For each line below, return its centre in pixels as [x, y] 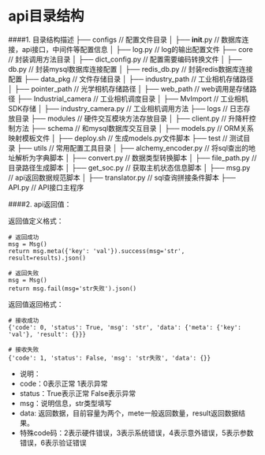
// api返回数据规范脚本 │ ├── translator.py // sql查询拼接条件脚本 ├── [122, 177]
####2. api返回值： [40, 204]
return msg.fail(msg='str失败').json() [73, 289]
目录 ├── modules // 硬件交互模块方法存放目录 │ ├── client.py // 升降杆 [132, 118]
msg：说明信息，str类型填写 [65, 403]
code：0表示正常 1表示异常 [63, 383]
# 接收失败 [24, 349]
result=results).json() [47, 258]
